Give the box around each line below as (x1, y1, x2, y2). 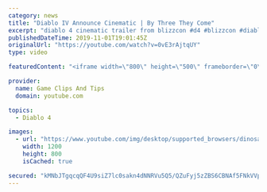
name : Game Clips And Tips (15, 84, 105, 92)
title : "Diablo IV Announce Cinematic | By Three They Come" (8, 19, 215, 27)
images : (8, 128, 34, 136)
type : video (8, 48, 48, 56)
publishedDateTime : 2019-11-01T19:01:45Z (8, 33, 148, 42)
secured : (8, 171, 37, 179)
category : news (8, 11, 59, 20)
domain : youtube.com (15, 92, 83, 100)
